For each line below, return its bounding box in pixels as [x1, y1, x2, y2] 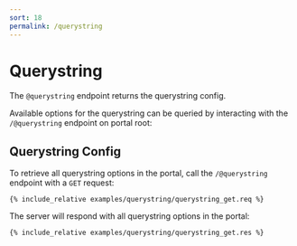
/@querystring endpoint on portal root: [9, 118, 153, 128]
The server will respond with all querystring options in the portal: [9, 211, 250, 222]
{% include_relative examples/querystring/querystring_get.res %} [9, 228, 265, 238]
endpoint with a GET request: [9, 177, 115, 188]
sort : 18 [9, 13, 42, 23]
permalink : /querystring [9, 22, 103, 31]
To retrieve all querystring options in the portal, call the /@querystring [9, 168, 268, 179]
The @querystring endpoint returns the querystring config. [9, 90, 227, 101]
